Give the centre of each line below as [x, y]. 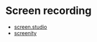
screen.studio [30, 27]
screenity [25, 33]
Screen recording [49, 11]
